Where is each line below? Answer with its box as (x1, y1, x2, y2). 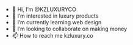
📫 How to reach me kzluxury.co (12, 32, 93, 39)
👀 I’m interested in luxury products (12, 12, 99, 19)
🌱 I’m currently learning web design (12, 19, 102, 26)
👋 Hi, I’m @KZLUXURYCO (12, 6, 76, 13)
